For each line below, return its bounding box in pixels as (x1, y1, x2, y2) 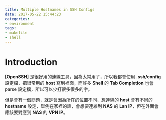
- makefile (5, 30, 28, 35)
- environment (5, 21, 35, 26)
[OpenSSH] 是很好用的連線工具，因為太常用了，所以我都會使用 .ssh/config (5, 73, 161, 80)
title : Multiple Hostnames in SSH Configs (5, 7, 95, 12)
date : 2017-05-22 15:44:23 (5, 12, 61, 17)
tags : (5, 26, 16, 31)
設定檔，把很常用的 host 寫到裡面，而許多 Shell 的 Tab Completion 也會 (5, 80, 154, 86)
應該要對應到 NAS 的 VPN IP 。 (5, 109, 68, 115)
